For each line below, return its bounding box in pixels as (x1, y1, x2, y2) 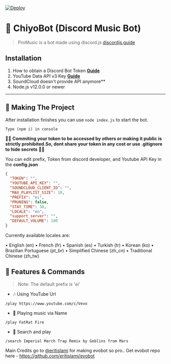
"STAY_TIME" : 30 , (10, 204, 47, 209)
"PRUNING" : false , (10, 200, 49, 205)
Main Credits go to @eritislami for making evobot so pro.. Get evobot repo (5, 347, 160, 353)
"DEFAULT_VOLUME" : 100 (10, 218, 58, 223)
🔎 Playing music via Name (12, 310, 68, 316)
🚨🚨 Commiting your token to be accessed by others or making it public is (5, 135, 162, 142)
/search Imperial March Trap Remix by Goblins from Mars (5, 338, 129, 344)
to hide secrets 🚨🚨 (5, 146, 45, 152)
